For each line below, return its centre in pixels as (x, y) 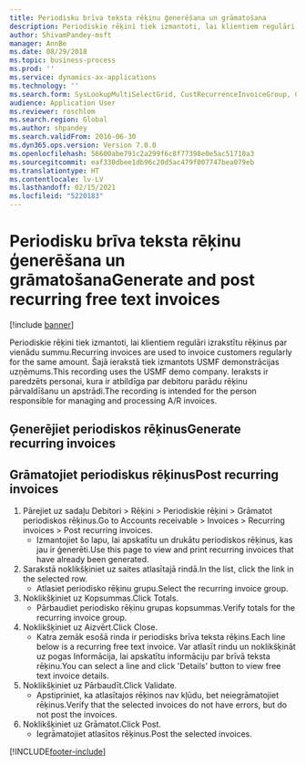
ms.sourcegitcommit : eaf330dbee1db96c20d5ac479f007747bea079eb (132, 162)
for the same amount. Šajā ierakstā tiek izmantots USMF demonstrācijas (144, 362)
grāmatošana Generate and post (132, 280)
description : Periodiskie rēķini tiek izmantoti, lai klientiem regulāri (153, 26)
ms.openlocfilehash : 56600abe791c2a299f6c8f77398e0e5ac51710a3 (132, 153)
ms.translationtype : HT (55, 171)
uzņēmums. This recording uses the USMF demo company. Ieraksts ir (139, 372)
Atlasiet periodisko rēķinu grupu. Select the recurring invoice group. (162, 589)
